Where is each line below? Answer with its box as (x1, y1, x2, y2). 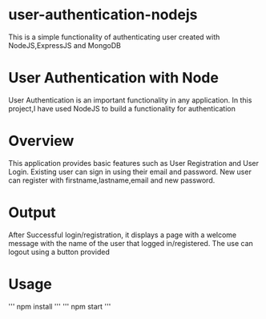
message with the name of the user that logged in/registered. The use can (8, 238, 254, 248)
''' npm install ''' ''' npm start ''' (8, 301, 111, 311)
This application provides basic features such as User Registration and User (8, 158, 259, 168)
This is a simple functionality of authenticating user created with (8, 32, 220, 42)
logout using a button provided (8, 247, 110, 256)
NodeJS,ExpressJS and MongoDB (8, 40, 122, 50)
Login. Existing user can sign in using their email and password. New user (8, 167, 252, 176)
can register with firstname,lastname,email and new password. (8, 175, 216, 185)
